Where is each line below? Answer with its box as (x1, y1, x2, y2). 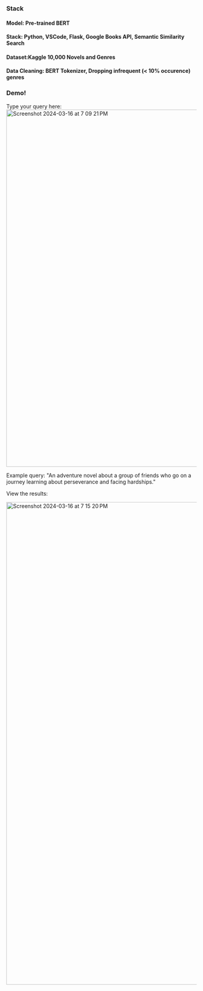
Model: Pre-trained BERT (6, 19, 70, 27)
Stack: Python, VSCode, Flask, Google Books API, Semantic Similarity (6, 33, 185, 41)
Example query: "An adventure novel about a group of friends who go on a (6, 472, 192, 479)
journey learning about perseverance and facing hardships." (6, 478, 156, 485)
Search (6, 39, 25, 47)
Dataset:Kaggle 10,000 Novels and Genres (6, 53, 116, 61)
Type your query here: (6, 102, 62, 110)
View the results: (6, 490, 48, 497)
